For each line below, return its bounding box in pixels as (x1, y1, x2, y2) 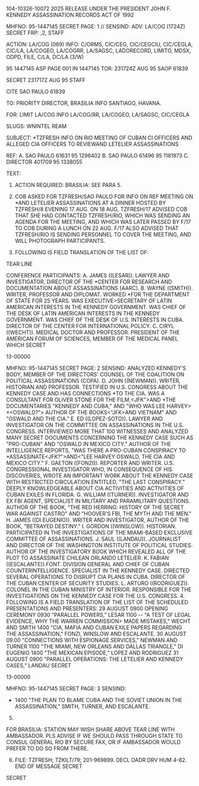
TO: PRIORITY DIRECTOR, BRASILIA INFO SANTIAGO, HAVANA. (6, 99, 162, 107)
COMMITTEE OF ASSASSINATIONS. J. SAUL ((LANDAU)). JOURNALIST (6, 535, 181, 542)
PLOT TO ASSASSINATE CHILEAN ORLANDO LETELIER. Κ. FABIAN (6, 554, 169, 562)
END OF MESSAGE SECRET (14, 763, 83, 770)
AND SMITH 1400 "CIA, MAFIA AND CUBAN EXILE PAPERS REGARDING (6, 624, 182, 631)
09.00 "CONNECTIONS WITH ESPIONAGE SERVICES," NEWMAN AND (6, 637, 178, 644)
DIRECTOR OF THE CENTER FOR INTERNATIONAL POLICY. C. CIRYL (6, 323, 175, 329)
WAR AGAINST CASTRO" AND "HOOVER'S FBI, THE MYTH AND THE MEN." (6, 510, 192, 517)
